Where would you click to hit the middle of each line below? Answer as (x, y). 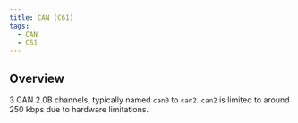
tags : (19, 26)
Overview (37, 78)
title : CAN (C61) (42, 17)
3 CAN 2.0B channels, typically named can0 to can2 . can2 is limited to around (149, 100)
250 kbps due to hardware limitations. (79, 110)
